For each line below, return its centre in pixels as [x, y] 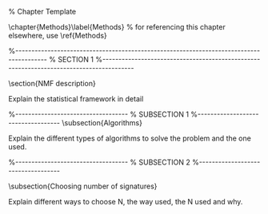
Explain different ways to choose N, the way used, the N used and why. [126, 202]
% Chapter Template [42, 12]
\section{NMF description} [52, 83]
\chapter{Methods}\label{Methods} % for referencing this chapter [117, 27]
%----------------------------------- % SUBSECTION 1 [99, 114]
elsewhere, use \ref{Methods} [58, 36]
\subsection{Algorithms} [102, 123]
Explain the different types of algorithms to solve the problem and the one [130, 138]
